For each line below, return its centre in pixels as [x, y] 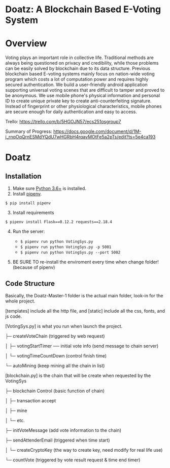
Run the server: [29, 231]
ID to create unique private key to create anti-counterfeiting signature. [78, 101]
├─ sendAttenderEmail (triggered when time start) [58, 440]
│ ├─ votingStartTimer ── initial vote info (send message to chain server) [82, 346]
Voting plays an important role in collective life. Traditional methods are [79, 58]
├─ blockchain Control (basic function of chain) [55, 391]
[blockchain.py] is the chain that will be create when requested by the [78, 375]
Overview [26, 44]
